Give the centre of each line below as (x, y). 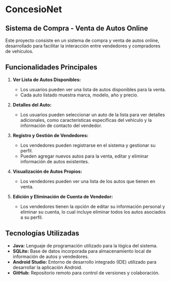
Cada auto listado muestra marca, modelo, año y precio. (79, 95)
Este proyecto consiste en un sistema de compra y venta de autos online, (82, 40)
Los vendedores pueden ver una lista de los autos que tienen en (88, 181)
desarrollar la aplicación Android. (47, 267)
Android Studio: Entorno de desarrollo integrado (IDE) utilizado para (84, 262)
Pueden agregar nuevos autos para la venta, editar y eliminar (84, 156)
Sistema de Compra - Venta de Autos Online (77, 28)
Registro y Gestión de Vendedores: (50, 135)
